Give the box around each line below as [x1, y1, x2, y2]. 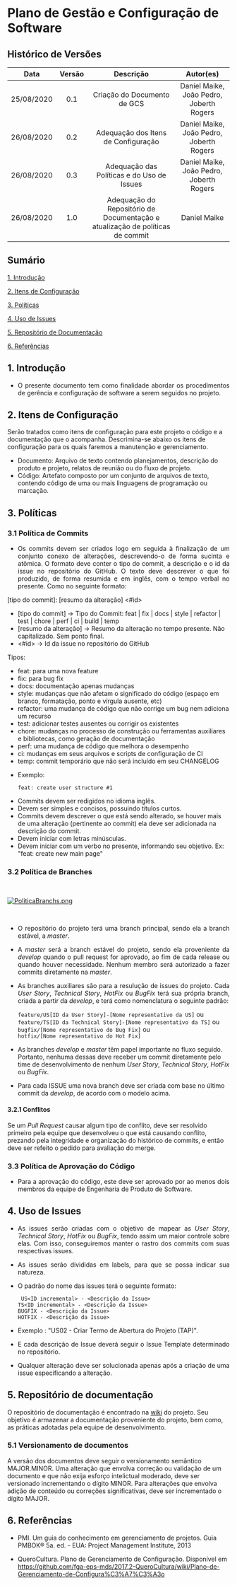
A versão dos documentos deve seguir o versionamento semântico [7, 1456, 202, 1465]
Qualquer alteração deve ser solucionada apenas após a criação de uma [17, 1361, 230, 1369]
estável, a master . [17, 931, 70, 940]
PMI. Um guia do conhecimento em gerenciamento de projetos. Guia [17, 1533, 217, 1542]
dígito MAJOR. [7, 1494, 49, 1502]
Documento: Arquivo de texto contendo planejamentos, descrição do [17, 456, 219, 465]
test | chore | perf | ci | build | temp [17, 617, 120, 625]
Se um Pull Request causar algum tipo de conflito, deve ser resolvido [7, 1121, 207, 1130]
